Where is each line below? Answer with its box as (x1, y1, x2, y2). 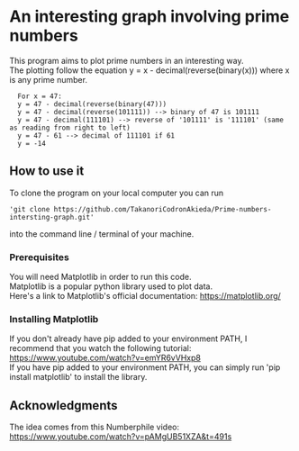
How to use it (9, 164, 85, 179)
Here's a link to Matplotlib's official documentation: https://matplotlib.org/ (9, 291, 281, 302)
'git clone (9, 204, 50, 213)
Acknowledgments (9, 398, 119, 413)
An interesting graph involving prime (9, 6, 290, 27)
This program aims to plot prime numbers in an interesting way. (9, 55, 245, 66)
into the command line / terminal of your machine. (9, 228, 195, 239)
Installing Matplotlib (9, 312, 99, 325)
